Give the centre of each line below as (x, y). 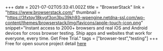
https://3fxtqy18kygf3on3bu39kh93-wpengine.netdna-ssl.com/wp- (76, 17)
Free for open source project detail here (46, 43)
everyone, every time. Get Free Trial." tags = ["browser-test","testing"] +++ (82, 38)
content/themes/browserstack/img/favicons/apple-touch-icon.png (73, 23)
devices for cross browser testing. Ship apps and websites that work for (79, 33)
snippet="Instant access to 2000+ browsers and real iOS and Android (76, 28)
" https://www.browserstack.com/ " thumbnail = (53, 12)
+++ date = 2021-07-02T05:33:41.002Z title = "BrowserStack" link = (75, 7)
